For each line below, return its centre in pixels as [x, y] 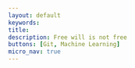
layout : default [34, 15]
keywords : [24, 23]
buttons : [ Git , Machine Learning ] [64, 45]
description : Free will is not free [67, 37]
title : [19, 30]
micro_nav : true [34, 52]
